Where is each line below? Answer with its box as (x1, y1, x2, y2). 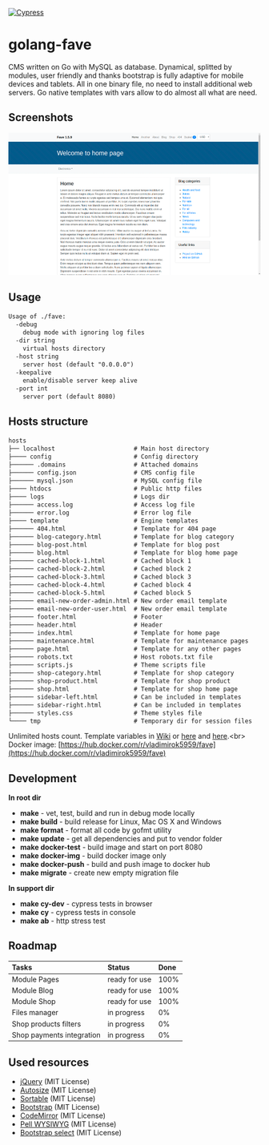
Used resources (8, 1055, 90, 1069)
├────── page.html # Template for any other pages (8, 645, 242, 653)
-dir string (15, 337, 56, 345)
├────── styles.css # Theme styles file (8, 709, 203, 717)
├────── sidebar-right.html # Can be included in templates (8, 701, 242, 709)
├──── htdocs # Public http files (8, 485, 203, 493)
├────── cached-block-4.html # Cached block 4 (8, 581, 192, 589)
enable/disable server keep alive (22, 377, 138, 385)
